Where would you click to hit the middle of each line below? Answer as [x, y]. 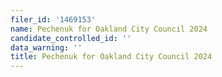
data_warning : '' [46, 47]
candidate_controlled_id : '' [71, 38]
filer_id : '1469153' [53, 19]
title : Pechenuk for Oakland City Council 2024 [111, 57]
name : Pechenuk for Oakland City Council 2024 [109, 29]
